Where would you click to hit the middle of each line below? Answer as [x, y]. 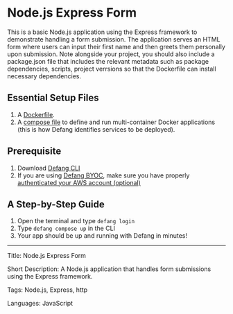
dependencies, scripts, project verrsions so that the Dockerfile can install [112, 69]
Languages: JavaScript [40, 304]
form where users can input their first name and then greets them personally [116, 46]
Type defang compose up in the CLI [66, 228]
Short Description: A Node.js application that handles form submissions [109, 269]
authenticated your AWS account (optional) [79, 182]
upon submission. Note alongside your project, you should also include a [111, 54]
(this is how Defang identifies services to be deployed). [96, 129]
